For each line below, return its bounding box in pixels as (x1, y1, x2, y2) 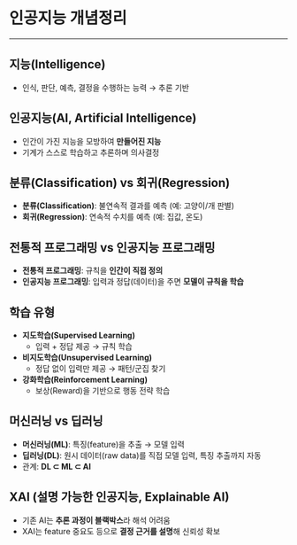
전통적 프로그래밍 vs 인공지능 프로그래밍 (9, 240, 216, 255)
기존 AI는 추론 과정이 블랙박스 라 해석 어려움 (21, 515, 171, 526)
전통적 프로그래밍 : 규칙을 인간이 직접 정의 (21, 265, 164, 276)
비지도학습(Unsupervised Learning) (21, 352, 153, 362)
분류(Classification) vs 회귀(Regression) (9, 175, 231, 191)
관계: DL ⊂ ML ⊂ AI (21, 461, 91, 471)
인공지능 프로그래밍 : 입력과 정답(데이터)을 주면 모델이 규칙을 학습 (21, 276, 245, 287)
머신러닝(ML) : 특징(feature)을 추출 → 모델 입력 (21, 439, 186, 449)
